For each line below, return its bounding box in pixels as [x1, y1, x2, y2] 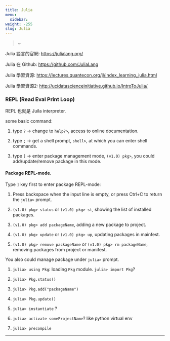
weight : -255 [5, 21, 33, 27]
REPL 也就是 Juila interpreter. [5, 108, 66, 114]
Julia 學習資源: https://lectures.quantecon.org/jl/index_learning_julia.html [5, 72, 157, 79]
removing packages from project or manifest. [12, 246, 107, 252]
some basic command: [5, 118, 53, 124]
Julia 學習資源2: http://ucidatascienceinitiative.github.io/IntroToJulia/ [5, 83, 148, 89]
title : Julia [5, 7, 33, 13]
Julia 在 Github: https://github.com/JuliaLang [5, 61, 99, 67]
